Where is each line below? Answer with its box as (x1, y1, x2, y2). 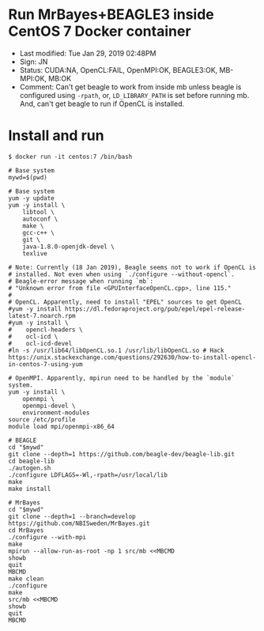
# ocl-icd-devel (8, 339, 73, 347)
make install (8, 485, 51, 493)
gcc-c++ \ (22, 229, 55, 236)
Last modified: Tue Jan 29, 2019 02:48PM (19, 48, 157, 58)
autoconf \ (22, 215, 58, 223)
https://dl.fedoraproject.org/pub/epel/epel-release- (64, 304, 246, 313)
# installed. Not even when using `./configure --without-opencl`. (8, 270, 236, 278)
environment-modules (22, 409, 90, 417)
